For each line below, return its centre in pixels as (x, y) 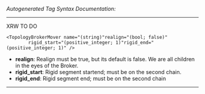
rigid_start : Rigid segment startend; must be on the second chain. (98, 72)
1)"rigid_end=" (135, 42)
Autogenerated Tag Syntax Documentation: (61, 9)
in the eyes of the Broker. (47, 65)
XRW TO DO (22, 26)
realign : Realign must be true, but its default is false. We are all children (105, 59)
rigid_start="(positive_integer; (71, 42)
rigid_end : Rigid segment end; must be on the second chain (91, 79)
